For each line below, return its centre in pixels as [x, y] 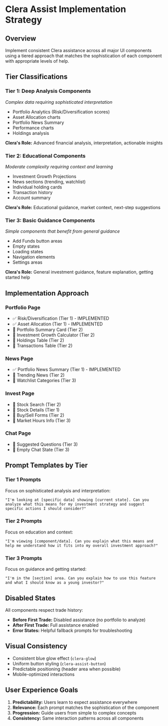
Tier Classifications [36, 77]
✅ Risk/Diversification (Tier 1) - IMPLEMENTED [61, 318]
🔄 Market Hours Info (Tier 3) [42, 420]
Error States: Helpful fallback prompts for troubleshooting [72, 630]
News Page [19, 358]
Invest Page [20, 394]
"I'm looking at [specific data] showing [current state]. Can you [77, 500]
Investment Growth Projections [44, 176]
